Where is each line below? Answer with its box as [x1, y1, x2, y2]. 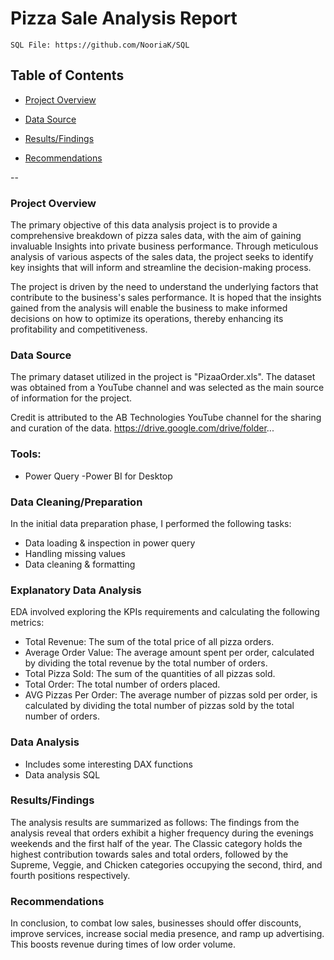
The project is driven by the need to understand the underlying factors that [10, 281, 319, 293]
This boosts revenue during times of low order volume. [10, 938, 236, 951]
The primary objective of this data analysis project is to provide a [10, 219, 278, 231]
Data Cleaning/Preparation [10, 495, 143, 509]
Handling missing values [24, 547, 126, 559]
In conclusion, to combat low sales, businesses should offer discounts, [10, 917, 302, 929]
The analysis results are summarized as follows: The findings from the [10, 816, 300, 828]
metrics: [10, 617, 45, 629]
